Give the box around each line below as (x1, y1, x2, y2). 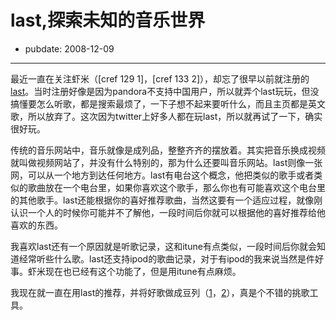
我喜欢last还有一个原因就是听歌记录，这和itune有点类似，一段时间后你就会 (10, 240, 317, 252)
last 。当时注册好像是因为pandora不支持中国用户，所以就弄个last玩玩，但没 (10, 85, 320, 97)
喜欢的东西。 (10, 219, 63, 231)
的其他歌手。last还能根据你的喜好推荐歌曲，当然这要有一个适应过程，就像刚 (10, 194, 323, 206)
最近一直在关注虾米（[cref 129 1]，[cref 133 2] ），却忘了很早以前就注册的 (10, 72, 310, 85)
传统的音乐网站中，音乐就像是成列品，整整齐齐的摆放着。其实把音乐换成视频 (10, 144, 326, 156)
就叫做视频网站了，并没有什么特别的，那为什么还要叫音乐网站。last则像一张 (10, 156, 323, 168)
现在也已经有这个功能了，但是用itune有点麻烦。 (44, 265, 242, 277)
